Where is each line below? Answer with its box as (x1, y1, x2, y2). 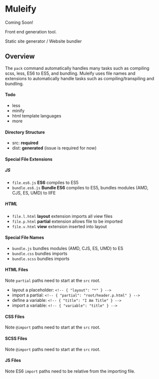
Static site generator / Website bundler (5, 38, 82, 44)
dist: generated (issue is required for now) (12, 145, 97, 151)
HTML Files (5, 267, 29, 273)
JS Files (5, 358, 21, 363)
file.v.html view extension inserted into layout (12, 223, 107, 229)
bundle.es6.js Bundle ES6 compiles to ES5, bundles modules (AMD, (12, 184, 148, 190)
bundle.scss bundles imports (12, 256, 70, 262)
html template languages (12, 113, 61, 118)
